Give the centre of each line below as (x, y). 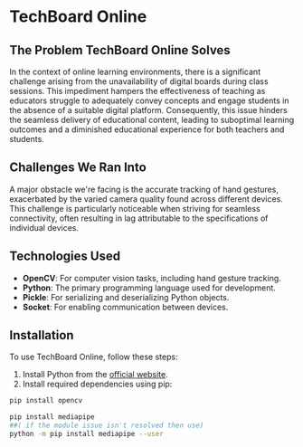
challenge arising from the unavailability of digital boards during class (139, 81)
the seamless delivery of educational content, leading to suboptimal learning (152, 120)
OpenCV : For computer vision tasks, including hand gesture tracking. (152, 278)
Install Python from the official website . (95, 375)
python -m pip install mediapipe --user (87, 434)
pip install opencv (46, 401)
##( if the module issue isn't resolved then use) (107, 426)
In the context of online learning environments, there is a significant (135, 71)
